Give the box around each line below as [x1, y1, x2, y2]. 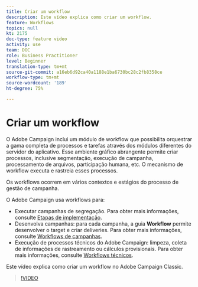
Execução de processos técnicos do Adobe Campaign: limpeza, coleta [14, 239, 187, 246]
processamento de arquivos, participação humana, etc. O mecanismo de [6, 161, 183, 168]
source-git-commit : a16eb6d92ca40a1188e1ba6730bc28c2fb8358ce [6, 69, 163, 75]
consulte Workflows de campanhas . [14, 233, 102, 240]
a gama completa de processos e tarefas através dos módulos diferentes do [6, 142, 192, 149]
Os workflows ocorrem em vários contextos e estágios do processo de [6, 178, 179, 185]
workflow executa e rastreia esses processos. [6, 167, 118, 174]
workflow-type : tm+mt [6, 74, 60, 80]
